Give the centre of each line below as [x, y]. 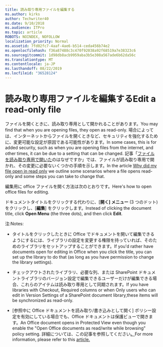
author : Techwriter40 [27, 19]
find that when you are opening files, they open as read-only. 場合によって [80, 130]
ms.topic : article [24, 32]
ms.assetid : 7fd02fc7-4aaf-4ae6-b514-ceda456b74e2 [57, 46]
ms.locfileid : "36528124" [31, 73]
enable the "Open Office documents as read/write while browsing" [79, 328]
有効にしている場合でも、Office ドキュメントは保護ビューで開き [85, 316]
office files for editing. [27, 192]
